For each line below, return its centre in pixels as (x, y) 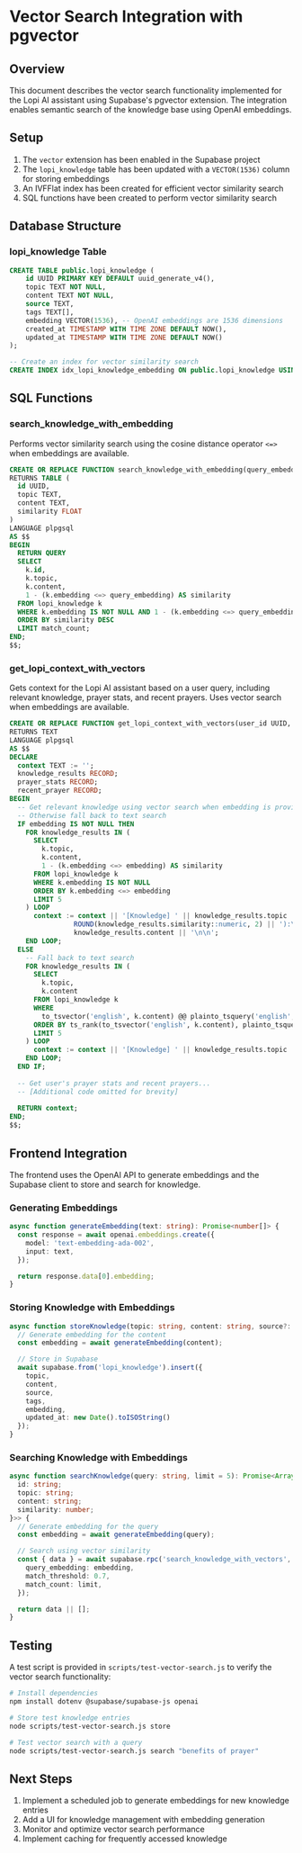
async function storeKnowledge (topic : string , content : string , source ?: (151, 1326)
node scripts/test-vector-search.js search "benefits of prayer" (134, 1751)
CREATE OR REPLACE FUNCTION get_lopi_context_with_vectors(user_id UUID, (151, 724)
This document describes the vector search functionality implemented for (146, 90)
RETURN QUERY (42, 553)
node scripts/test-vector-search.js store (90, 1726)
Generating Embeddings (64, 1208)
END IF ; (32, 1067)
